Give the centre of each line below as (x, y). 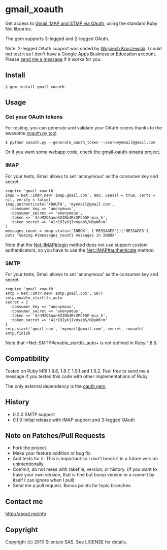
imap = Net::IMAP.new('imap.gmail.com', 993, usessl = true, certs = (80, 195)
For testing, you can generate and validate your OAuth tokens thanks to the (84, 128)
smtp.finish (18, 333)
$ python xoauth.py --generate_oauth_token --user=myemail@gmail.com (80, 143)
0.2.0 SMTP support (34, 414)
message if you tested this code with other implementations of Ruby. (77, 376)
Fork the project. (30, 448)
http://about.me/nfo (26, 514)
